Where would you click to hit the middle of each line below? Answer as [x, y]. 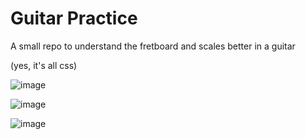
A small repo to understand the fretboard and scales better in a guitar [153, 46]
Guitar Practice [74, 18]
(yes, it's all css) [44, 65]
